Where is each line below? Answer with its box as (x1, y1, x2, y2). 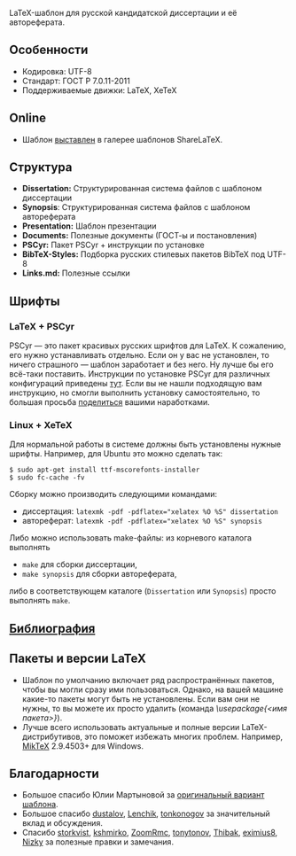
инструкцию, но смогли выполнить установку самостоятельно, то (9, 387, 261, 398)
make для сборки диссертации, (21, 559, 137, 570)
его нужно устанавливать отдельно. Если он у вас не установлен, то (9, 350, 270, 361)
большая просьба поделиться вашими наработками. (9, 397, 210, 408)
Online (9, 111, 47, 126)
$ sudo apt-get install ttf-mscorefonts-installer (9, 465, 200, 475)
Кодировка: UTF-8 (21, 66, 93, 76)
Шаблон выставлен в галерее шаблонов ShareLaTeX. (21, 134, 223, 144)
